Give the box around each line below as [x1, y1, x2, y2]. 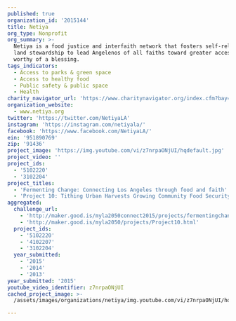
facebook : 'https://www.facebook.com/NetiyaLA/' [7, 128, 152, 135]
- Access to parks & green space [13, 69, 112, 76]
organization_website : [7, 102, 74, 109]
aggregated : [7, 199, 42, 207]
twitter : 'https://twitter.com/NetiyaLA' [7, 114, 131, 121]
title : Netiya [7, 23, 49, 30]
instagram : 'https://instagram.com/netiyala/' [7, 121, 146, 128]
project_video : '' [7, 153, 61, 161]
